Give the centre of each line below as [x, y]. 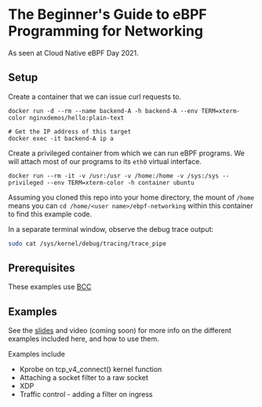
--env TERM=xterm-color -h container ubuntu [120, 182]
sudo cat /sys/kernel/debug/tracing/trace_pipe [87, 244]
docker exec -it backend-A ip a [61, 138]
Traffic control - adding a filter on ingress [86, 394]
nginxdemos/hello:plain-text [76, 118]
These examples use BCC [50, 287]
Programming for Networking [106, 31]
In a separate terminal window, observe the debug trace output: [111, 229]
